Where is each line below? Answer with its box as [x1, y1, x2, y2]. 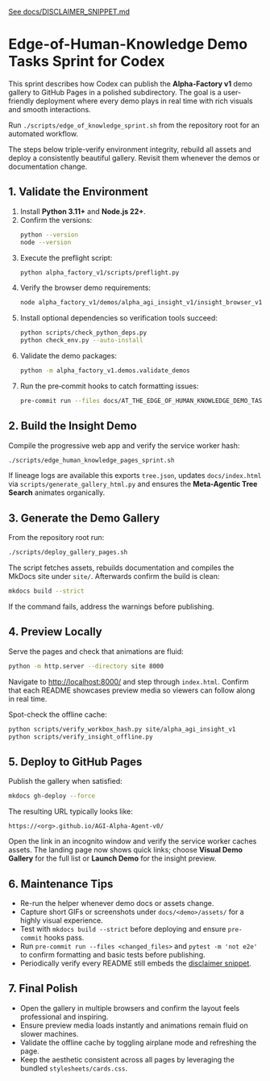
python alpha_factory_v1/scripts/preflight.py [19, 268, 180, 277]
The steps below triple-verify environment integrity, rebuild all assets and [8, 145, 251, 154]
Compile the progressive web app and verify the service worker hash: [8, 440, 240, 450]
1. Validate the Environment [8, 185, 149, 199]
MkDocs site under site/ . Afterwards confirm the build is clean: [8, 572, 220, 581]
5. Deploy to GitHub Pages [8, 755, 143, 769]
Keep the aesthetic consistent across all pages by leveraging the [19, 1054, 235, 1064]
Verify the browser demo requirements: [19, 283, 152, 293]
